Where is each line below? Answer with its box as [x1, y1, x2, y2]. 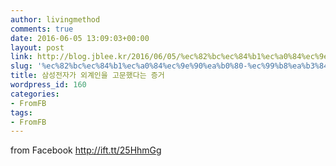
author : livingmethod [10, 14, 101, 25]
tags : [10, 107, 33, 118]
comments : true [10, 24, 74, 34]
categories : [10, 89, 60, 99]
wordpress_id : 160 [10, 80, 87, 90]
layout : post [10, 42, 65, 53]
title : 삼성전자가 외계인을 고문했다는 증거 [10, 71, 165, 81]
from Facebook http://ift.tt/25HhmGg [10, 144, 162, 156]
